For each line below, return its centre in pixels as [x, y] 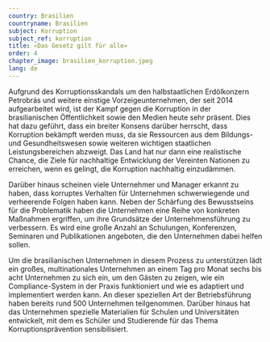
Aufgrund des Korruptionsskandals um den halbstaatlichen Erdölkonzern [129, 91]
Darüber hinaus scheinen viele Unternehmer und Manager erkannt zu [124, 184]
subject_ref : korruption [50, 38]
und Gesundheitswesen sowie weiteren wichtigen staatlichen [110, 143]
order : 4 [23, 53]
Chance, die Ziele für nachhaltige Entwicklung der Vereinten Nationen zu [129, 160]
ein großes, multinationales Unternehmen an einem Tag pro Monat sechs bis [135, 268]
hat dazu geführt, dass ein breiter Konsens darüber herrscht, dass [118, 125]
